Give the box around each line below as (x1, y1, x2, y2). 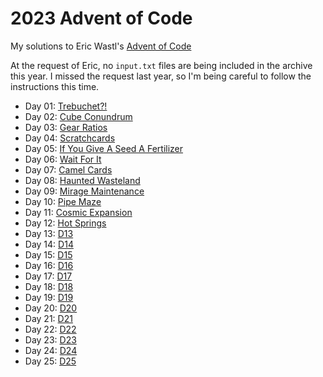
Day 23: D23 (24, 333, 77, 346)
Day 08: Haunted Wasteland (24, 174, 141, 186)
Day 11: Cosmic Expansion (24, 206, 133, 218)
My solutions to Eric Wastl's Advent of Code (10, 40, 192, 52)
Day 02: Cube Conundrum (24, 110, 133, 122)
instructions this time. (10, 80, 100, 92)
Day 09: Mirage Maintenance (24, 185, 145, 197)
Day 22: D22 (24, 323, 77, 335)
